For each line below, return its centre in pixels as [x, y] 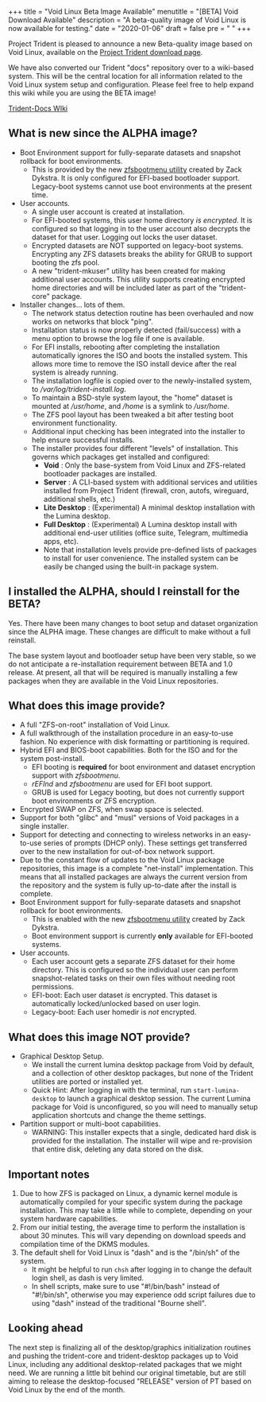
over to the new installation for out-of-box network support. [117, 852]
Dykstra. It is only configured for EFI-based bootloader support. [136, 177]
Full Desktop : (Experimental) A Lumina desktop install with [140, 524]
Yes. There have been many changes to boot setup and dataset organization [133, 623]
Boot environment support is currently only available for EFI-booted [142, 936]
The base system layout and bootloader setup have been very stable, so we [132, 655]
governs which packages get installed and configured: [121, 456]
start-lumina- [216, 1091]
